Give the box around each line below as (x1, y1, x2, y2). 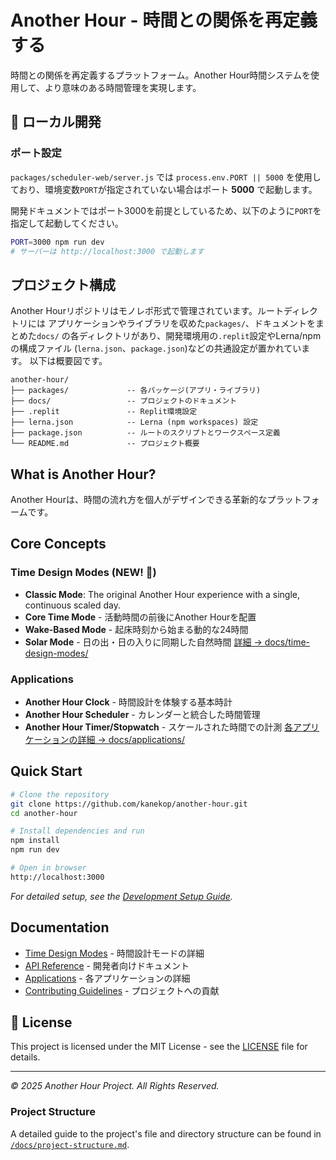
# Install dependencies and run (10, 826, 145, 836)
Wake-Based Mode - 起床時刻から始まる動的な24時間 (24, 623, 249, 635)
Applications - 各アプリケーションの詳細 (24, 972, 191, 984)
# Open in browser (10, 863, 87, 873)
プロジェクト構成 (10, 276, 116, 293)
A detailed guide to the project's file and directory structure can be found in (10, 1127, 322, 1140)
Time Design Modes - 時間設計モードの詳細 (24, 947, 205, 959)
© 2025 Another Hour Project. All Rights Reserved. (10, 1080, 220, 1092)
